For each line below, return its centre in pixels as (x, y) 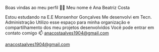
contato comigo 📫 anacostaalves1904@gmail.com (57, 33)
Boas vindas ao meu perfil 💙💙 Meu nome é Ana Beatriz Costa (68, 8)
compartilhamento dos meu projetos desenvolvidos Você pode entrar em (80, 27)
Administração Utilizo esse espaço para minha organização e (68, 22)
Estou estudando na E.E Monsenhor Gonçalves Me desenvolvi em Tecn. (79, 17)
